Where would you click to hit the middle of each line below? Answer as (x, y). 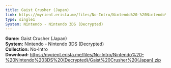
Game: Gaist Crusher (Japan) (36, 39)
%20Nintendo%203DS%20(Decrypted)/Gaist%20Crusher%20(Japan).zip (83, 60)
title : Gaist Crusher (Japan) (37, 10)
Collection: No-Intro (27, 49)
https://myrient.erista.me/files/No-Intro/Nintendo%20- (87, 55)
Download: (17, 55)
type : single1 (20, 19)
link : (11, 15)
